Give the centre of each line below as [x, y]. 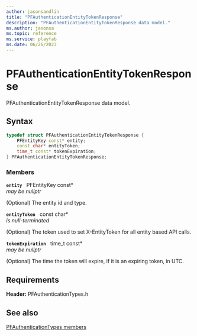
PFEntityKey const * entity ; [51, 140]
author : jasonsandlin [33, 12]
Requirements [33, 280]
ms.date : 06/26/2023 [32, 45]
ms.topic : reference [32, 34]
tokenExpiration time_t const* [44, 244]
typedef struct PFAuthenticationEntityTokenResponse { [75, 135]
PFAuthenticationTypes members [46, 327]
